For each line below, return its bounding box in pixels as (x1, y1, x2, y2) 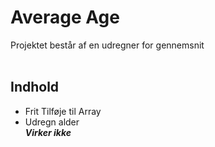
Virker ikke (24, 126, 72, 138)
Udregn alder (24, 116, 80, 128)
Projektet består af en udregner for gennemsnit (10, 39, 205, 51)
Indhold (10, 79, 60, 96)
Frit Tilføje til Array (24, 105, 102, 117)
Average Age (10, 6, 120, 29)
